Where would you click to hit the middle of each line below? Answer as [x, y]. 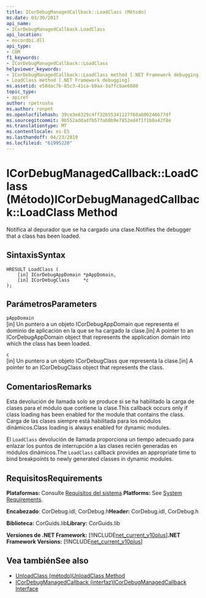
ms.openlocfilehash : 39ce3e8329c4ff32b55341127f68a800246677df [89, 115]
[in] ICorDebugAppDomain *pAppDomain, [67, 274]
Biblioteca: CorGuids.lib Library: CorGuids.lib [63, 523]
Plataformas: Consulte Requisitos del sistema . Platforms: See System [94, 493]
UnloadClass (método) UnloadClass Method [70, 575]
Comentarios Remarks [49, 387]
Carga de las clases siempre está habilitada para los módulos [84, 421]
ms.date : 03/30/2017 [33, 18]
